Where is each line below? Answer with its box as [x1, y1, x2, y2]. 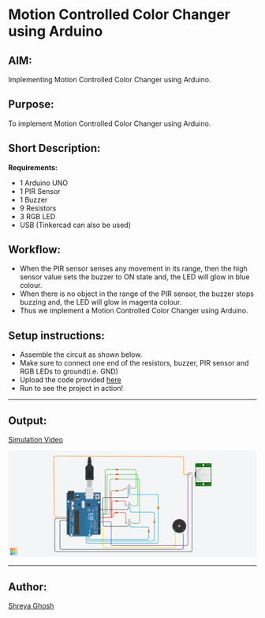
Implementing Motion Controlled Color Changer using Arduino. [8, 75, 211, 84]
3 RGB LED [19, 211, 56, 221]
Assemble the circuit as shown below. [19, 350, 143, 359]
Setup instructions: [8, 328, 105, 342]
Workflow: [8, 243, 62, 256]
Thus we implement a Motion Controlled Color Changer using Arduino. [19, 306, 248, 316]
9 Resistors [19, 203, 57, 213]
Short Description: [8, 142, 101, 155]
